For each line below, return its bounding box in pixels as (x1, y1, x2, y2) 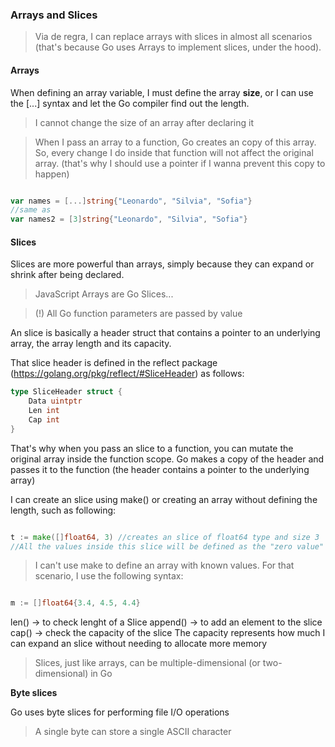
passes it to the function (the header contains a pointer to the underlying (10, 463, 310, 475)
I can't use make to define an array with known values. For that (34, 559, 295, 572)
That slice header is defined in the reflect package (10, 357, 218, 369)
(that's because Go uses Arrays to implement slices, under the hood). (34, 41, 322, 53)
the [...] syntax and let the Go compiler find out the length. (10, 97, 250, 109)
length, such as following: (10, 504, 117, 516)
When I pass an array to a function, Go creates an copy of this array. (34, 136, 317, 148)
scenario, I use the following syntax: (34, 570, 184, 582)
